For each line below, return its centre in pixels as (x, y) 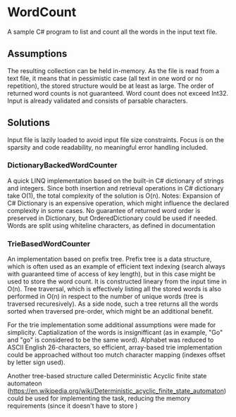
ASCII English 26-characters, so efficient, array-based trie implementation (115, 347)
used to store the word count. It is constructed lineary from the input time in (117, 281)
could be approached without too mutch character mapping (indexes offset (116, 355)
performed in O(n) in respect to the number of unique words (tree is (106, 297)
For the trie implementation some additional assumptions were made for (112, 325)
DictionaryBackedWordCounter (62, 165)
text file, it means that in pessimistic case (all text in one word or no (105, 78)
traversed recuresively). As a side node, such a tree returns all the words (113, 304)
